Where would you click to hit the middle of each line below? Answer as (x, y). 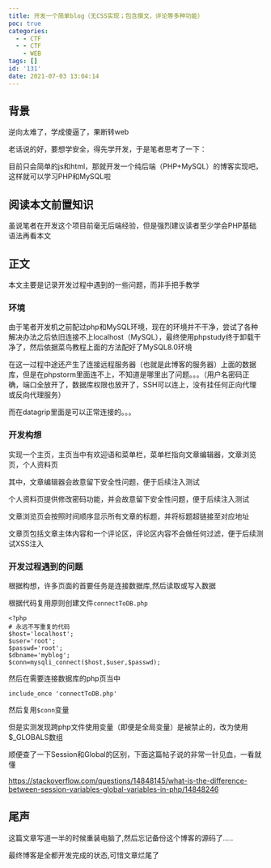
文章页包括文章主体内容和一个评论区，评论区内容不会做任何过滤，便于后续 (132, 533)
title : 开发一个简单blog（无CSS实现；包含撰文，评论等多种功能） (106, 16)
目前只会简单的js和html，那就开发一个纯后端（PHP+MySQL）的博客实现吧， (135, 166)
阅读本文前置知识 (51, 205)
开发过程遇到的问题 (46, 567)
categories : (28, 31)
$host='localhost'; (41, 634)
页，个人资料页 (33, 464)
